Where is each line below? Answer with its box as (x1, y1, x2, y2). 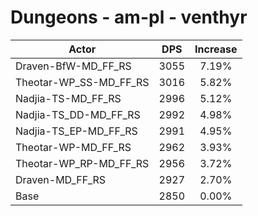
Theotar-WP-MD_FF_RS (15, 140, 132, 154)
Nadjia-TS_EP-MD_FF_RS (15, 124, 138, 138)
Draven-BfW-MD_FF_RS (15, 59, 132, 73)
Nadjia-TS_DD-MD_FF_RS (15, 107, 141, 121)
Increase (194, 42, 238, 56)
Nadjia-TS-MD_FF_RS (15, 91, 122, 105)
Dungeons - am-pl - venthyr (10, 6, 248, 29)
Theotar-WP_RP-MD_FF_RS (15, 156, 150, 170)
